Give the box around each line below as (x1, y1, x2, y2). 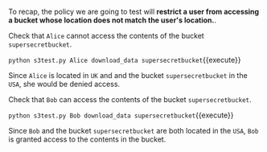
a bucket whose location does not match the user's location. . (8, 15, 217, 25)
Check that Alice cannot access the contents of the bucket (8, 31, 205, 40)
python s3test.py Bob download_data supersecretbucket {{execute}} (8, 110, 235, 120)
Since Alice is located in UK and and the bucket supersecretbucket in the (8, 71, 248, 80)
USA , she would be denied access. (8, 80, 121, 88)
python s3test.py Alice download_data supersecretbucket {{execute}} (8, 55, 241, 64)
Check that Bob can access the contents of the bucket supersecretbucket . (8, 95, 252, 104)
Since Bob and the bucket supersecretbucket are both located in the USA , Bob (8, 126, 259, 135)
